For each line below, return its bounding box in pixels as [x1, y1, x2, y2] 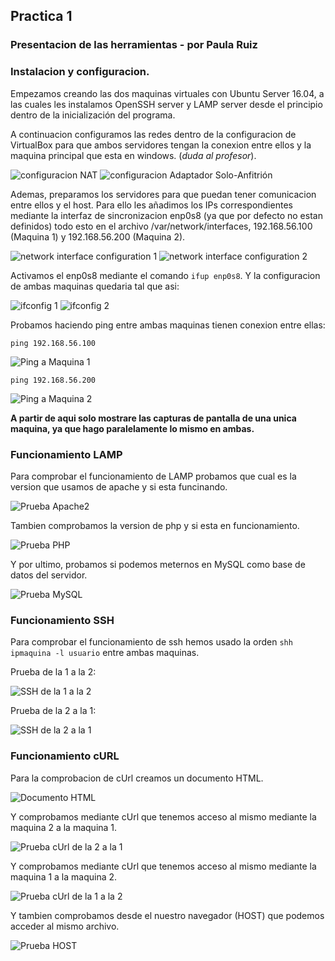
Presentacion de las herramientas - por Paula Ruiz [10, 38, 258, 52]
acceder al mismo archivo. [10, 920, 120, 932]
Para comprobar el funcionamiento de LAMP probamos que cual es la [10, 470, 297, 482]
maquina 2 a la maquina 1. [10, 821, 118, 833]
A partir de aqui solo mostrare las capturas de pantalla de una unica [10, 412, 297, 424]
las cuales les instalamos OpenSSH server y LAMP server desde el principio [10, 98, 323, 110]
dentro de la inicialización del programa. [10, 109, 176, 121]
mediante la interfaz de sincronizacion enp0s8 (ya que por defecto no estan [10, 209, 323, 221]
